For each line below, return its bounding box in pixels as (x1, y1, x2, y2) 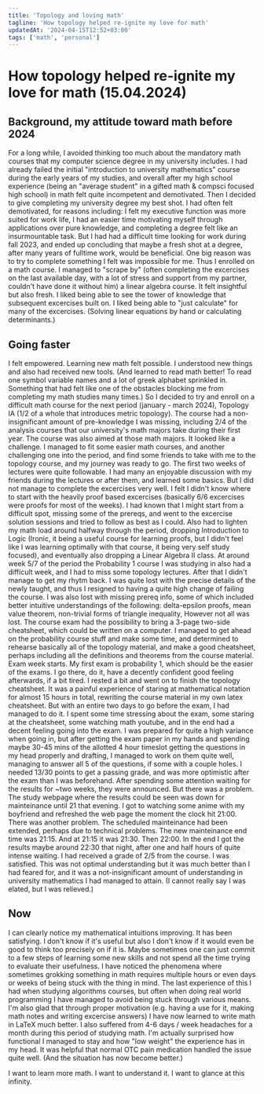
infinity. (8, 1077, 33, 1086)
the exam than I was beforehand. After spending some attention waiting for (8, 776, 251, 785)
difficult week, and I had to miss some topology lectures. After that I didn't (8, 567, 247, 577)
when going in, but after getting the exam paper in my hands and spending (8, 734, 250, 744)
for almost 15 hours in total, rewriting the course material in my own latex (8, 693, 244, 702)
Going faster (8, 338, 71, 351)
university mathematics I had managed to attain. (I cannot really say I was (8, 876, 246, 886)
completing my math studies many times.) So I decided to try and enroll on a (8, 392, 255, 401)
